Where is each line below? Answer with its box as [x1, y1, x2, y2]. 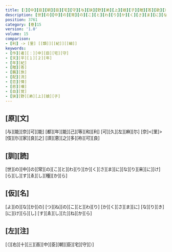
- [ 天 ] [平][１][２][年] [5, 55, 52, 61]
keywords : [5, 46, 27, 51]
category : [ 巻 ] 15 [5, 22, 42, 27]
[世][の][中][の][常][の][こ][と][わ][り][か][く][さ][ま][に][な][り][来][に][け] [5, 166, 161, 172]
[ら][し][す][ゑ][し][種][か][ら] [5, 173, 68, 178]
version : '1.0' [5, 27, 38, 32]
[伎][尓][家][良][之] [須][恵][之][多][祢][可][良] [5, 135, 100, 141]
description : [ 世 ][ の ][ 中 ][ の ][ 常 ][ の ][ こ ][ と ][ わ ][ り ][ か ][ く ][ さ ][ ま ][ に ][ [5, 12, 164, 17]
